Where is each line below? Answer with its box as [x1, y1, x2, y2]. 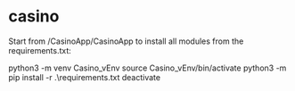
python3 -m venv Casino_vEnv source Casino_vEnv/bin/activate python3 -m [8, 62, 287, 73]
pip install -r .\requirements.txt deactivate [8, 71, 161, 82]
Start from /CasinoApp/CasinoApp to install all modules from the [8, 36, 244, 46]
